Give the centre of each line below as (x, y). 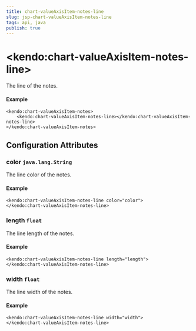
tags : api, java (26, 22)
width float (23, 279)
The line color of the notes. (39, 175)
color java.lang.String (39, 162)
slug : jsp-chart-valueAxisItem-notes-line (59, 17)
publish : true (24, 28)
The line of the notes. (32, 86)
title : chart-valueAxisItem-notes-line (55, 11)
